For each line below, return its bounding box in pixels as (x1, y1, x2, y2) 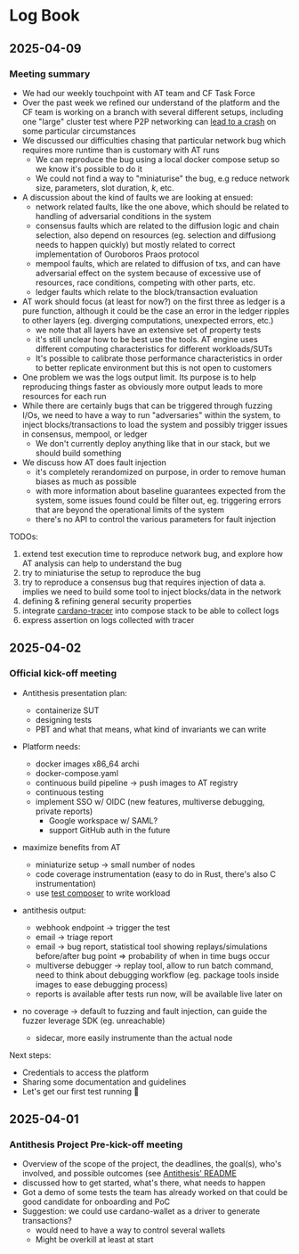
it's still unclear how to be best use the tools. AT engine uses (35, 333, 258, 344)
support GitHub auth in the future (48, 824, 171, 835)
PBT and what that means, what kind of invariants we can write (35, 724, 267, 734)
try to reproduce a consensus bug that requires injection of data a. (21, 577, 266, 587)
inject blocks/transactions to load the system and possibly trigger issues (21, 419, 288, 430)
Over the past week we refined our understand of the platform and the (21, 97, 280, 108)
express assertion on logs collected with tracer (21, 614, 195, 625)
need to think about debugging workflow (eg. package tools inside (35, 969, 279, 980)
